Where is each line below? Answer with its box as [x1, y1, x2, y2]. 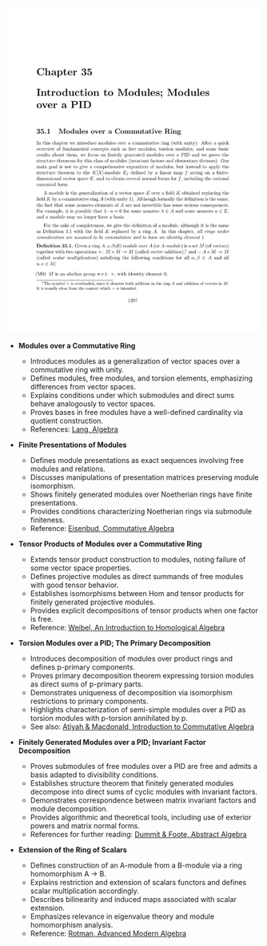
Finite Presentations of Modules [18, 440, 127, 450]
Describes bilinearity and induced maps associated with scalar [30, 895, 237, 904]
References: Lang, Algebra [30, 425, 118, 434]
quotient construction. [30, 416, 104, 426]
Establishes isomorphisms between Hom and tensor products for [30, 589, 245, 598]
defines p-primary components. [30, 662, 136, 672]
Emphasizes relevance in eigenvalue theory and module [30, 912, 215, 921]
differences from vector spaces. [30, 382, 137, 392]
